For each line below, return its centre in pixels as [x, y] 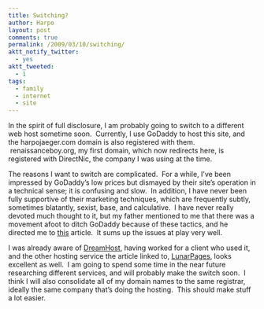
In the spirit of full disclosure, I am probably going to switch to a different [126, 126]
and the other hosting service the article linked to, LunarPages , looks [120, 256]
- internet [33, 96]
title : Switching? [38, 15]
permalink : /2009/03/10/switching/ [67, 45]
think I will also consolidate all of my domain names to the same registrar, [127, 281]
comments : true [33, 37]
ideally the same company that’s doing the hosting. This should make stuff [130, 290]
